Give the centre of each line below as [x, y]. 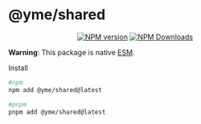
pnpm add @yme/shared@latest [57, 112]
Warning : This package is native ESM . [72, 52]
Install [18, 68]
